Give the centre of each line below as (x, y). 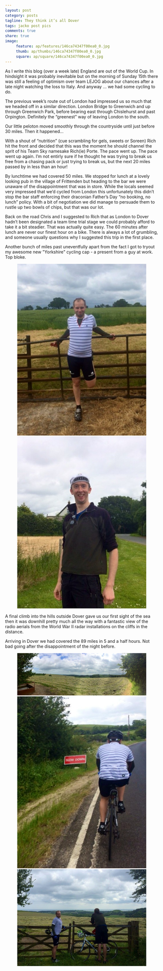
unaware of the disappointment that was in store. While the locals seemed (79, 186)
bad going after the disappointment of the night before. (60, 646)
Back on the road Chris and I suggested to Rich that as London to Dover (77, 216)
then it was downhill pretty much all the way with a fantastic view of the (77, 621)
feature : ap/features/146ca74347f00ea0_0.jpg (63, 46)
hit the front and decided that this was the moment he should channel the (79, 146)
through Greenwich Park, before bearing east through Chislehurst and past (80, 112)
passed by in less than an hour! (36, 167)
